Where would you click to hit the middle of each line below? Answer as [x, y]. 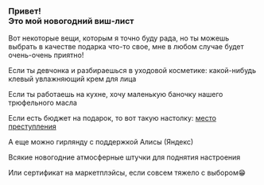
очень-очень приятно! [46, 55]
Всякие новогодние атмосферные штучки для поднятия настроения [124, 157]
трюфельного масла [43, 103]
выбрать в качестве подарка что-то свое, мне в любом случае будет [126, 47]
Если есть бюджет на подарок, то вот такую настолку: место [113, 118]
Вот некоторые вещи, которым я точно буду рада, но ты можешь [119, 38]
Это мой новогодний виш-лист [71, 21]
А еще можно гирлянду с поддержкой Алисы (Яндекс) [101, 142]
